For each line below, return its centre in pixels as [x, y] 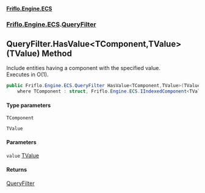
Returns [17, 170]
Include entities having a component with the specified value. [83, 68]
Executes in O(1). [27, 75]
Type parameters [29, 105]
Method [57, 53]
